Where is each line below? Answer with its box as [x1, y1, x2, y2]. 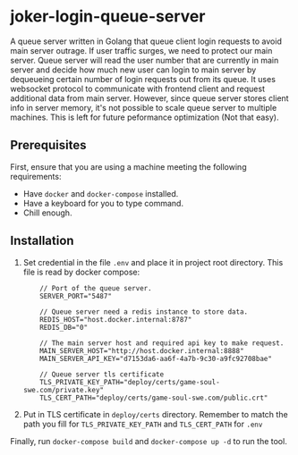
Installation [10, 233, 74, 249]
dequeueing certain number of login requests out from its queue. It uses [10, 73, 277, 84]
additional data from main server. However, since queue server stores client [10, 92, 289, 104]
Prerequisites [10, 138, 87, 153]
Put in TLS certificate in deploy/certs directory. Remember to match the [22, 409, 289, 419]
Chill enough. [22, 207, 72, 218]
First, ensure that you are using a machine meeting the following [10, 161, 247, 172]
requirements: [10, 171, 62, 181]
